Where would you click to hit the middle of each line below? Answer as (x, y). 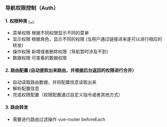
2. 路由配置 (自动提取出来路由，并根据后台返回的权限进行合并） (71, 70)
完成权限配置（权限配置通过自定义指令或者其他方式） (68, 95)
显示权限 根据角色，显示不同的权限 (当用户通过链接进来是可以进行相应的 (87, 39)
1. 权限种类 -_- (20, 20)
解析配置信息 (26, 88)
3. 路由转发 (17, 107)
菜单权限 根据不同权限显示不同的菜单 (51, 33)
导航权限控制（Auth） (32, 7)
